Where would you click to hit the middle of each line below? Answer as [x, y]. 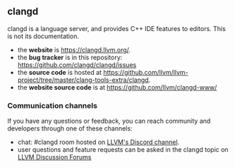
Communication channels [52, 105]
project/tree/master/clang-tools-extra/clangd [83, 80]
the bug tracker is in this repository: [70, 57]
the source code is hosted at [60, 72]
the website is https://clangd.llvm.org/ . [74, 49]
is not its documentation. [43, 36]
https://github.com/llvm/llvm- [146, 72]
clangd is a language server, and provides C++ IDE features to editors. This [116, 28]
